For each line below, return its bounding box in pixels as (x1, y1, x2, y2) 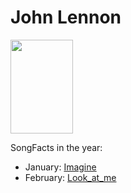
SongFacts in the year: (10, 141, 103, 153)
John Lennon (10, 6, 122, 29)
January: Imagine (24, 161, 97, 173)
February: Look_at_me (24, 171, 117, 183)
